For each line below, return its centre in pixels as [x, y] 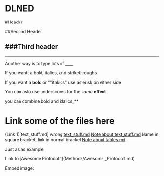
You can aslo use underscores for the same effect [56, 91]
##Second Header [24, 31]
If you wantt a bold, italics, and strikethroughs [51, 73]
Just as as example [24, 149]
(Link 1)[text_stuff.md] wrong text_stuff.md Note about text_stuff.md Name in [82, 134]
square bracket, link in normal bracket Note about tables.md [65, 139]
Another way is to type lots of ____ [39, 63]
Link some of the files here [60, 121]
